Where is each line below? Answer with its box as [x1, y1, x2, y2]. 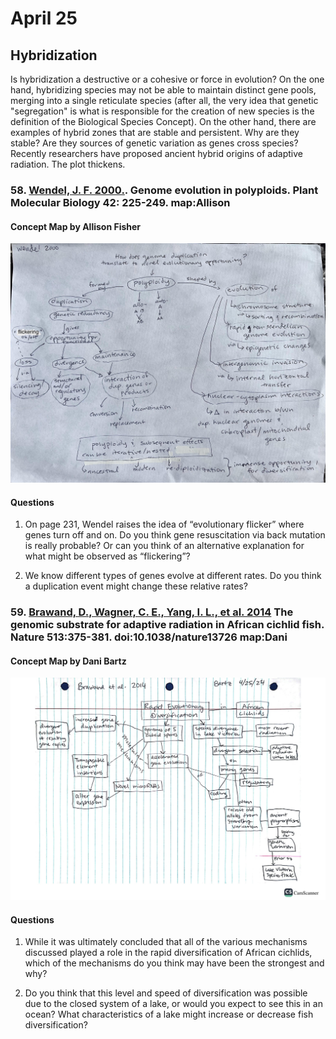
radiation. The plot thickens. [10, 158, 126, 170]
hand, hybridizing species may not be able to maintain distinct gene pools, [10, 84, 317, 96]
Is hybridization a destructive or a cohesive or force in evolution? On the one [10, 73, 325, 85]
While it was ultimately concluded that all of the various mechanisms [24, 936, 308, 948]
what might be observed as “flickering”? [24, 550, 191, 562]
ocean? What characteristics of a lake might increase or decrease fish [24, 1008, 314, 1021]
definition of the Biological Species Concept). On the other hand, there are [10, 116, 317, 127]
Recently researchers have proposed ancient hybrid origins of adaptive [10, 148, 303, 159]
